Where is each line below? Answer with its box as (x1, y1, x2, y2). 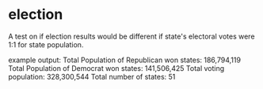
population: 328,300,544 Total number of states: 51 (8, 72, 176, 81)
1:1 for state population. (8, 39, 84, 49)
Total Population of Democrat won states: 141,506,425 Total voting (8, 63, 225, 72)
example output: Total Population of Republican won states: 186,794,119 (8, 55, 242, 65)
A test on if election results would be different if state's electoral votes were (8, 32, 255, 41)
